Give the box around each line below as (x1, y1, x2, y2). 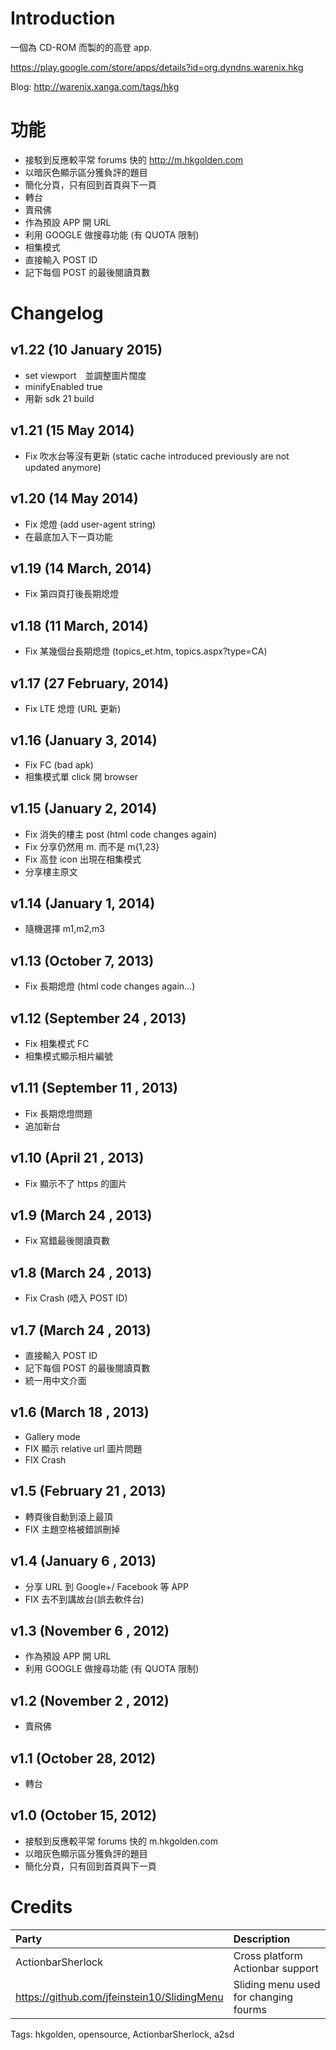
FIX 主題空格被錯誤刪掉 (24, 1523, 121, 1535)
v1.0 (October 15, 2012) (10, 1807, 157, 1824)
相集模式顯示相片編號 (24, 1050, 113, 1062)
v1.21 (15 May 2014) (10, 422, 135, 439)
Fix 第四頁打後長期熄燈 (24, 588, 120, 600)
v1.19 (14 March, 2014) (10, 560, 152, 577)
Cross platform (233, 1948, 303, 1962)
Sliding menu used (233, 1977, 321, 1991)
